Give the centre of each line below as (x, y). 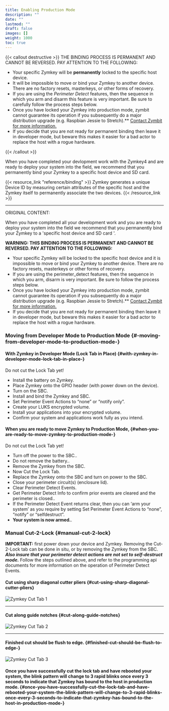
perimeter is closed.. (34, 499)
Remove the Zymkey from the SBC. (49, 466)
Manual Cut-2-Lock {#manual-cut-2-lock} (58, 533)
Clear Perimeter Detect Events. (45, 488)
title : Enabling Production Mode (40, 10)
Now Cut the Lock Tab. (36, 472)
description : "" (22, 15)
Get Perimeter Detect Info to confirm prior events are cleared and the (84, 493)
